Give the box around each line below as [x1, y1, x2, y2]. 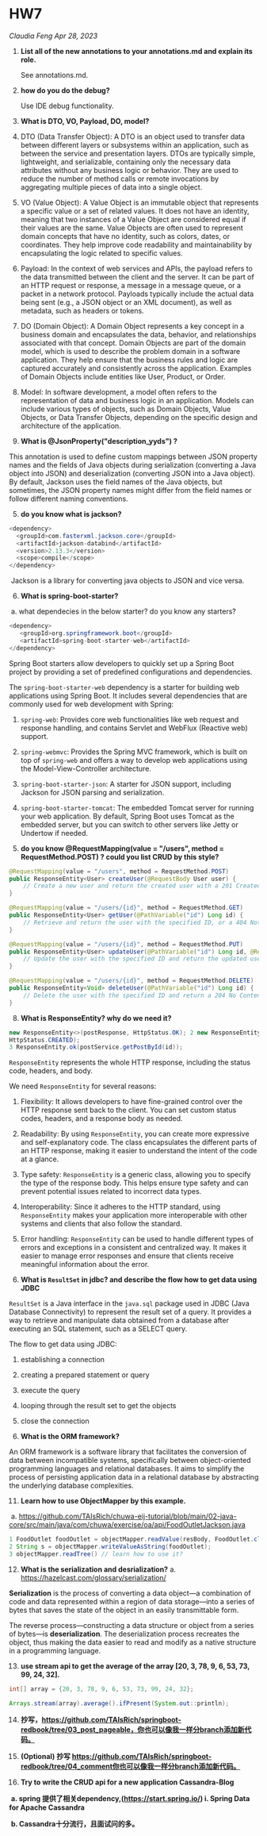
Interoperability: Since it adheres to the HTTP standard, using [20, 1202, 221, 1211]
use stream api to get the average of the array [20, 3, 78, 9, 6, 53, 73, [20, 1661, 250, 1671]
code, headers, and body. [9, 1066, 93, 1076]
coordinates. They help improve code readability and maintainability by [20, 240, 253, 249]
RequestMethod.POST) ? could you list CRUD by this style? [20, 852, 219, 861]
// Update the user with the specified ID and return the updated [23, 955, 247, 963]
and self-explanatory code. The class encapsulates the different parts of [20, 1137, 257, 1147]
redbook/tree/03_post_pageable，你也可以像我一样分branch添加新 [20, 1724, 245, 1734]
